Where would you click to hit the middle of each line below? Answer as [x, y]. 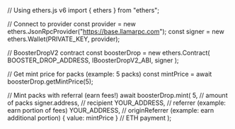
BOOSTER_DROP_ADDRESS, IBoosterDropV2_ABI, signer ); [93, 60]
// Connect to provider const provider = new [71, 24]
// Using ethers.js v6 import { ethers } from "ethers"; [84, 10]
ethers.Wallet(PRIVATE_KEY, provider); [64, 39]
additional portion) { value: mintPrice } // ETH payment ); [90, 118]
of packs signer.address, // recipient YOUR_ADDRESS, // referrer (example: [117, 103]
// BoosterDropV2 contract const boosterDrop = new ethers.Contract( [109, 53]
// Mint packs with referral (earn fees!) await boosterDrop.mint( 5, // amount [117, 95]
